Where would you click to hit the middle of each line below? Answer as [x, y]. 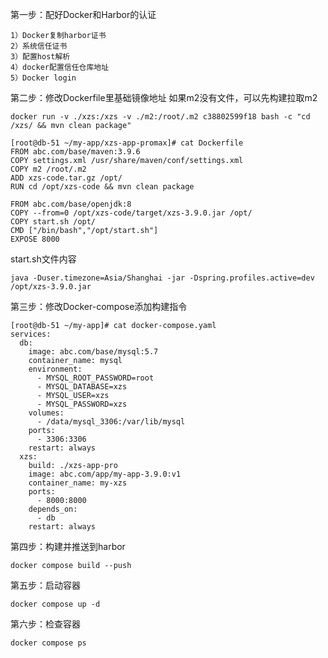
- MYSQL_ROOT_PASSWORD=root [95, 378]
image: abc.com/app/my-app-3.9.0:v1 [105, 474]
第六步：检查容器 [45, 624]
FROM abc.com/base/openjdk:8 [71, 204]
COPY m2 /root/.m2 [48, 169]
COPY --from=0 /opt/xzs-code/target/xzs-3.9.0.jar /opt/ [131, 213]
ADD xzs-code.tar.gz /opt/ [66, 178]
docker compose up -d [55, 604]
